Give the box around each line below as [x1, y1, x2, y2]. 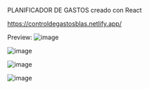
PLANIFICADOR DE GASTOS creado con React [7, 6, 142, 14]
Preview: [7, 33, 33, 41]
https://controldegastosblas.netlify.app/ [7, 20, 122, 27]
